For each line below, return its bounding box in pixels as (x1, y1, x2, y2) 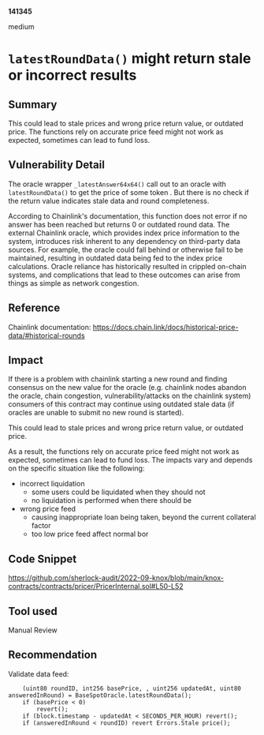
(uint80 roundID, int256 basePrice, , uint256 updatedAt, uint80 (22, 684, 242, 692)
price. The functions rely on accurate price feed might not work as (8, 127, 224, 137)
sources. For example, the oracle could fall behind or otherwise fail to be (8, 245, 244, 254)
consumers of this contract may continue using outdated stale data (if (8, 399, 235, 409)
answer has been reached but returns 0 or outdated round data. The (8, 219, 230, 229)
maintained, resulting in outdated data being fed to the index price (8, 253, 223, 263)
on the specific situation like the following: (8, 463, 145, 473)
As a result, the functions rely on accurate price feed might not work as (8, 447, 240, 456)
